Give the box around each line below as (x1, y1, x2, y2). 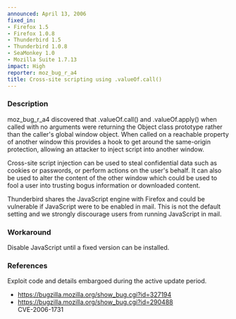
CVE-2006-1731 (17, 306, 64, 314)
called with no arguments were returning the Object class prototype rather (7, 123, 223, 131)
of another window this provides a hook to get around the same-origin (7, 137, 211, 146)
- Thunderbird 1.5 (7, 37, 61, 44)
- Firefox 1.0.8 (7, 30, 55, 37)
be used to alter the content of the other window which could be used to (7, 173, 218, 182)
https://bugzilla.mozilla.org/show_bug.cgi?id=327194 (17, 290, 172, 299)
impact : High (7, 63, 46, 70)
